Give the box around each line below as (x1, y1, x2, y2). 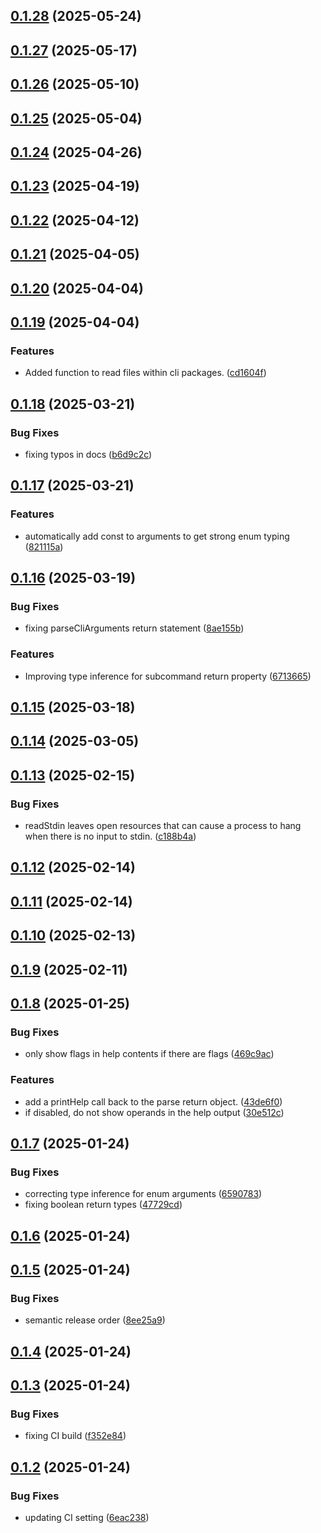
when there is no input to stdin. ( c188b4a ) (24, 830, 197, 843)
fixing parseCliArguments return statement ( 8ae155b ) (24, 622, 245, 634)
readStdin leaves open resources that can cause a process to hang (24, 820, 302, 832)
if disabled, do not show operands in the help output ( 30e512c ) (24, 1106, 285, 1118)
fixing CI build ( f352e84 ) (24, 1430, 127, 1442)
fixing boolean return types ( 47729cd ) (24, 1199, 183, 1211)
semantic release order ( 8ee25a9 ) (24, 1314, 166, 1326)
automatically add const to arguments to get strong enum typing (24, 530, 290, 542)
